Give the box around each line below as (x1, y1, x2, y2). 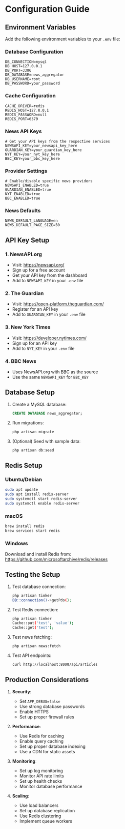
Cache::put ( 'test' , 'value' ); (12, 621, 74, 625)
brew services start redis (5, 528, 60, 533)
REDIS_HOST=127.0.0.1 (5, 108, 49, 113)
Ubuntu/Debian (5, 476, 42, 483)
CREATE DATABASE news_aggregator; (12, 411, 83, 416)
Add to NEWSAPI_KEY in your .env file (12, 278, 83, 284)
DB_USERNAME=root (5, 77, 41, 82)
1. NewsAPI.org (5, 251, 42, 258)
